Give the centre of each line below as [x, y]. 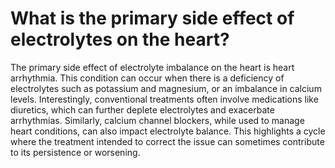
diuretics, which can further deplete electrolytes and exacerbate [142, 109]
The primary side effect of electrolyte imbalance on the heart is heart [152, 67]
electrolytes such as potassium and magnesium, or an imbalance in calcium [166, 88]
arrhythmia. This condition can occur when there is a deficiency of [147, 78]
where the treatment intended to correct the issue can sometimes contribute [167, 141]
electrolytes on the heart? [120, 39]
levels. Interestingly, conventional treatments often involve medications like [164, 99]
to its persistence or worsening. [75, 152]
